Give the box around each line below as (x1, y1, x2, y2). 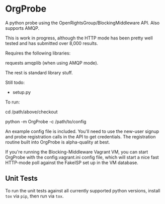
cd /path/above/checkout (5, 109, 58, 115)
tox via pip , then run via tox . (5, 193, 64, 199)
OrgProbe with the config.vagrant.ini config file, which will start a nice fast (5, 154, 159, 160)
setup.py (12, 89, 31, 95)
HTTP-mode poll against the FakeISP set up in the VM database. (5, 160, 138, 166)
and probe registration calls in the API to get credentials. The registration (5, 133, 156, 139)
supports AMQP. (5, 25, 39, 31)
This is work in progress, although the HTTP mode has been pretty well (5, 35, 153, 41)
